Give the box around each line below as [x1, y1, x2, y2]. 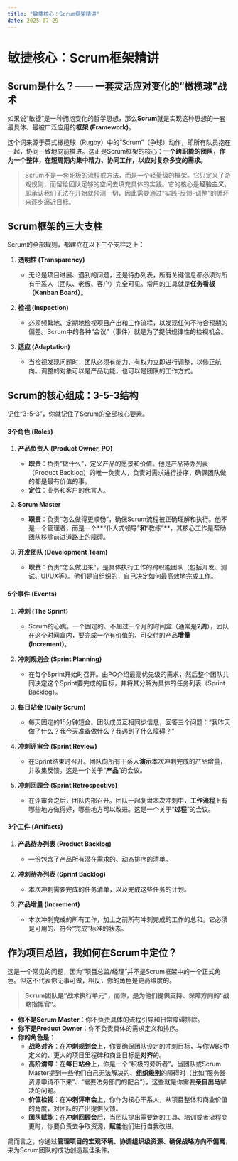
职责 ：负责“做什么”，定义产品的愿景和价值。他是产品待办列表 [28, 459, 208, 468]
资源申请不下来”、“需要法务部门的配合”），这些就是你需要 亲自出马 [28, 1077, 221, 1086]
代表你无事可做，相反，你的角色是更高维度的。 [38, 975, 175, 985]
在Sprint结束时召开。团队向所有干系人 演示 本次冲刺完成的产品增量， [28, 756, 227, 765]
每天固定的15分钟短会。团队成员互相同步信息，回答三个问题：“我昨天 [28, 717, 231, 726]
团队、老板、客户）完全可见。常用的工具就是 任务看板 [59, 279, 215, 288]
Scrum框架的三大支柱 [7, 220, 103, 232]
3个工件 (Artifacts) [7, 823, 63, 831]
